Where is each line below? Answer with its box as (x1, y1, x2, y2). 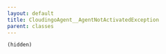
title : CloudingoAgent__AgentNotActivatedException (7, 16, 159, 23)
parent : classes (7, 23, 54, 29)
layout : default (7, 10, 54, 17)
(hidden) (7, 42, 33, 49)
